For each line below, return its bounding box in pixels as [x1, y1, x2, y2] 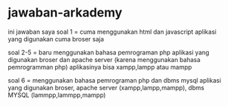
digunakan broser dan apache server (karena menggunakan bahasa [8, 55, 200, 63]
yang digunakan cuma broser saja [8, 34, 104, 43]
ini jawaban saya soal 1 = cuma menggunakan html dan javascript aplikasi [8, 28, 216, 36]
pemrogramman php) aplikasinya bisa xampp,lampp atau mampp [8, 63, 192, 71]
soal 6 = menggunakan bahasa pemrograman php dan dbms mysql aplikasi [8, 76, 221, 84]
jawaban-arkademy [8, 5, 123, 21]
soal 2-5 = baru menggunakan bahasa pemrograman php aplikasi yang [8, 48, 209, 56]
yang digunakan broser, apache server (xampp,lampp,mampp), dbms [8, 83, 205, 92]
